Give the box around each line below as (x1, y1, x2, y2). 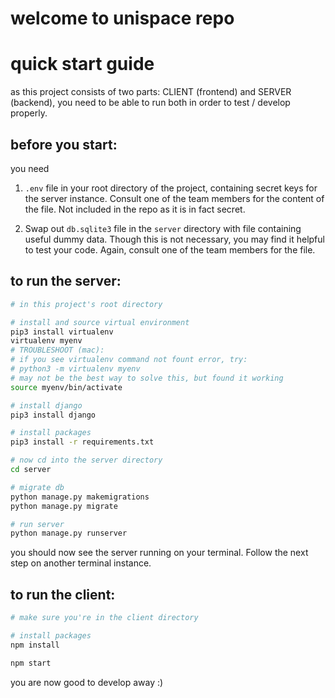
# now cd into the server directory (10, 455, 163, 466)
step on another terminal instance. (10, 557, 152, 569)
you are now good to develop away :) (10, 676, 164, 688)
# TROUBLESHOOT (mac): (10, 345, 105, 356)
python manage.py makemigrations (10, 492, 150, 502)
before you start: (10, 136, 118, 153)
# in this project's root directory (10, 299, 163, 309)
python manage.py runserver (10, 528, 128, 539)
